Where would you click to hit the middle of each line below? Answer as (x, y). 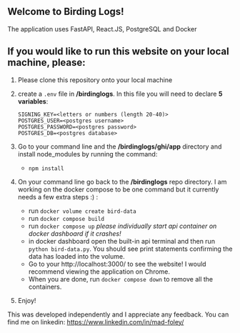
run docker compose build (66, 218)
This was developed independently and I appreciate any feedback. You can (118, 314)
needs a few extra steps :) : (58, 197)
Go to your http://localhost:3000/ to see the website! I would (117, 264)
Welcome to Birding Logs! (66, 12)
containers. (45, 287)
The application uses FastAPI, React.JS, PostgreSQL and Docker (102, 29)
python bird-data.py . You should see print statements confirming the (130, 249)
